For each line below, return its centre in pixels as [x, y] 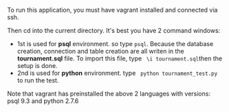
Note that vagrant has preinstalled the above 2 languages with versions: [109, 93]
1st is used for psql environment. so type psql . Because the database [115, 44]
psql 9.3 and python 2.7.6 [43, 101]
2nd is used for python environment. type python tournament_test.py [117, 73]
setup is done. [37, 66]
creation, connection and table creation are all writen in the [100, 51]
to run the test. [38, 80]
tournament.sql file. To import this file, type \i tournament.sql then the [119, 58]
